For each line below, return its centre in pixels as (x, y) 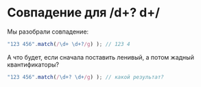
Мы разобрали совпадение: (48, 32)
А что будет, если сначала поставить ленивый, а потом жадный (100, 57)
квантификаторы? (33, 64)
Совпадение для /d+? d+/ (83, 13)
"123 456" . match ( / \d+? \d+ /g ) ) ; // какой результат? (86, 77)
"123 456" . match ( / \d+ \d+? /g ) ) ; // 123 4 (69, 44)
